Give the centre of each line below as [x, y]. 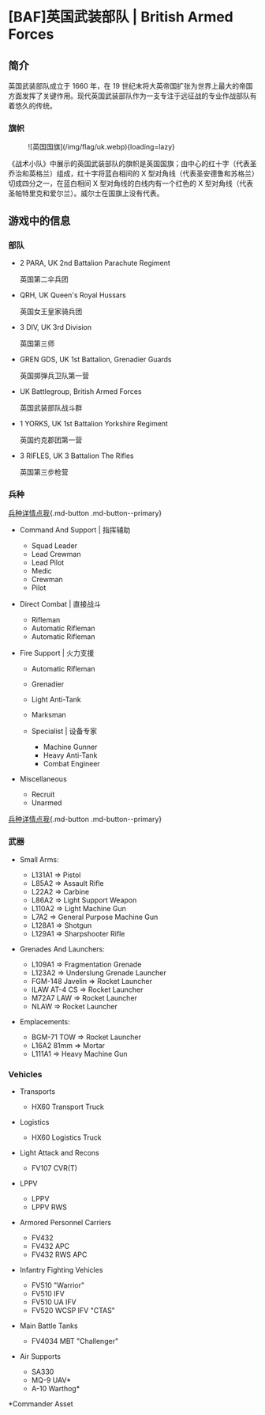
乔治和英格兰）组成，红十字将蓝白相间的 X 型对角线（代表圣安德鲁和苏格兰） [132, 174]
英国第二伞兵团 [44, 279]
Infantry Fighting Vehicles [61, 1269]
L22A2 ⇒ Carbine [60, 891]
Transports [37, 1091]
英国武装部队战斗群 [51, 407]
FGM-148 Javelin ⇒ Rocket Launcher [91, 981]
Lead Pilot [48, 562]
